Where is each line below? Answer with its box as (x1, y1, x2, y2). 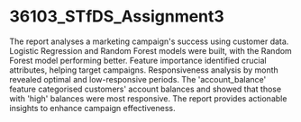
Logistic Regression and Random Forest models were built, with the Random (9, 45, 293, 56)
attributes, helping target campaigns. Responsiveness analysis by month (9, 65, 279, 75)
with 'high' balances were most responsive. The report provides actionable (9, 92, 287, 104)
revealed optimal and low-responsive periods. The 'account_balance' (9, 74, 267, 84)
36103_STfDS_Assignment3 (9, 6, 225, 27)
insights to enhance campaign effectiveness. (9, 102, 176, 113)
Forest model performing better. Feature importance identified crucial (9, 55, 268, 65)
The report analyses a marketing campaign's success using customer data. (9, 36, 289, 47)
